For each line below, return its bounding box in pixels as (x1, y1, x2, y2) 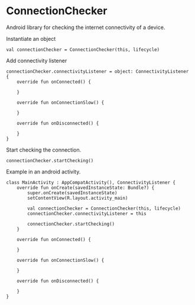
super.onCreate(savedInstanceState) (27, 190, 118, 196)
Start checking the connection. (6, 146, 82, 153)
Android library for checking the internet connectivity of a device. (6, 24, 165, 31)
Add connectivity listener (6, 57, 67, 64)
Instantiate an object (6, 35, 56, 42)
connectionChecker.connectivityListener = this (27, 210, 147, 217)
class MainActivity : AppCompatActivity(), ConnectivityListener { (6, 179, 176, 185)
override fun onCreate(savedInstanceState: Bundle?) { (17, 185, 155, 191)
